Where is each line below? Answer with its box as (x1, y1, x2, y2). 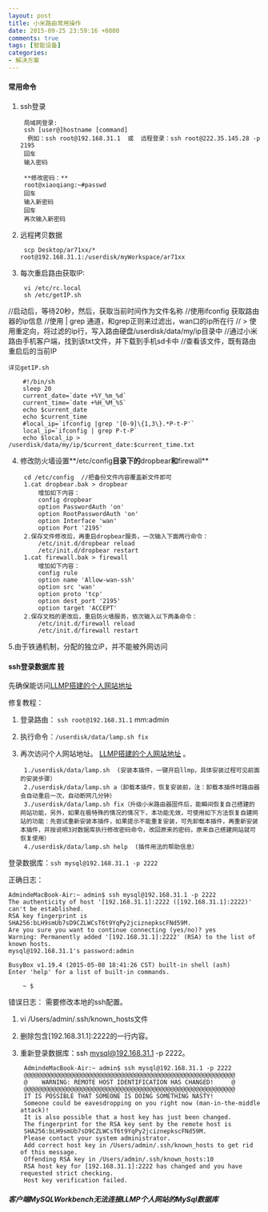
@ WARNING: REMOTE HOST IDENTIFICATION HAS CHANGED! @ (23, 1078, 236, 1086)
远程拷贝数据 (19, 230, 62, 240)
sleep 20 (22, 385, 52, 393)
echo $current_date (22, 406, 88, 414)
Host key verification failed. (23, 1177, 128, 1185)
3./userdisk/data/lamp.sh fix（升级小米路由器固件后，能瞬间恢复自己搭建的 (23, 800, 256, 809)
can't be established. (8, 905, 84, 913)
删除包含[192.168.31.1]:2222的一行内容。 (19, 1031, 153, 1041)
